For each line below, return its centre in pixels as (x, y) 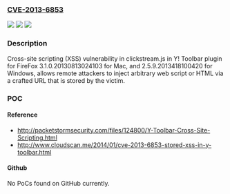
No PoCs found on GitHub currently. (58, 183)
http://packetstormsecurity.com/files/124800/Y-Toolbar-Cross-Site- (114, 130)
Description (27, 43)
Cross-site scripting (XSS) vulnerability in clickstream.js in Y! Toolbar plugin (115, 58)
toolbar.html (34, 152)
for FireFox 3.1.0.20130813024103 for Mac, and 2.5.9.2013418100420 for (110, 66)
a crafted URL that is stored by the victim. (66, 80)
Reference (22, 115)
